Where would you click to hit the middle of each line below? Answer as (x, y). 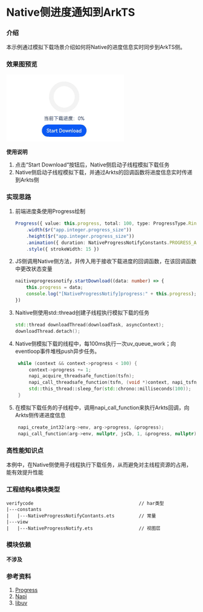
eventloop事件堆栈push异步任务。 (57, 351)
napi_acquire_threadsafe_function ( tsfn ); (82, 376)
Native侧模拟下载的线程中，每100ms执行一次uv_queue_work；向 (95, 343)
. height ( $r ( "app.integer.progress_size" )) (80, 236)
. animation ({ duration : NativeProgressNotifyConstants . (98, 243)
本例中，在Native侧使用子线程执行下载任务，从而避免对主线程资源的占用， (99, 465)
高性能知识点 (25, 450)
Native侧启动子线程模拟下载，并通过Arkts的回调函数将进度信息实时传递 (104, 172)
